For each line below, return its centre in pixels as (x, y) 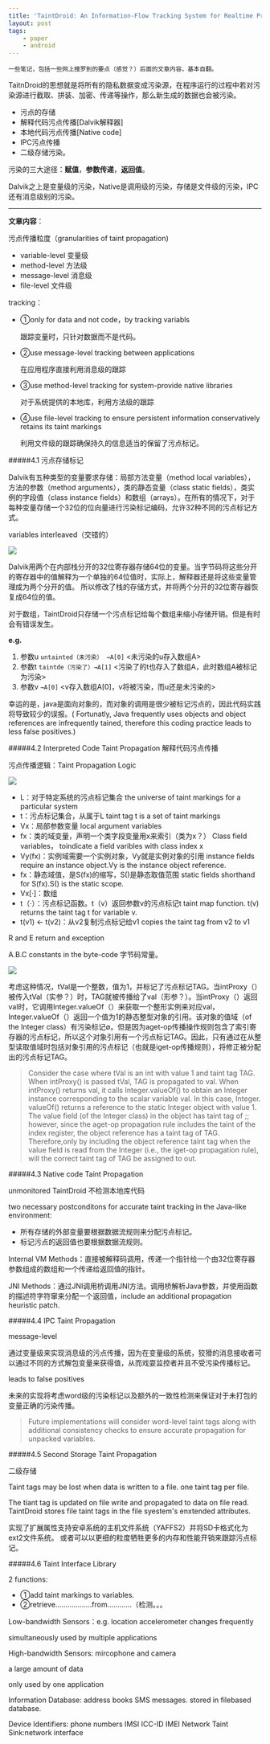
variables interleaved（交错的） (61, 534)
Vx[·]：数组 (39, 894)
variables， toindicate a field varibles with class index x (111, 846)
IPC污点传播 (40, 142)
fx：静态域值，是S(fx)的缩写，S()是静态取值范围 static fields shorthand (137, 875)
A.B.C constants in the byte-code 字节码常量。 (86, 955)
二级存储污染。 (45, 153)
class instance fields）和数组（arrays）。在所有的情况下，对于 (153, 497)
